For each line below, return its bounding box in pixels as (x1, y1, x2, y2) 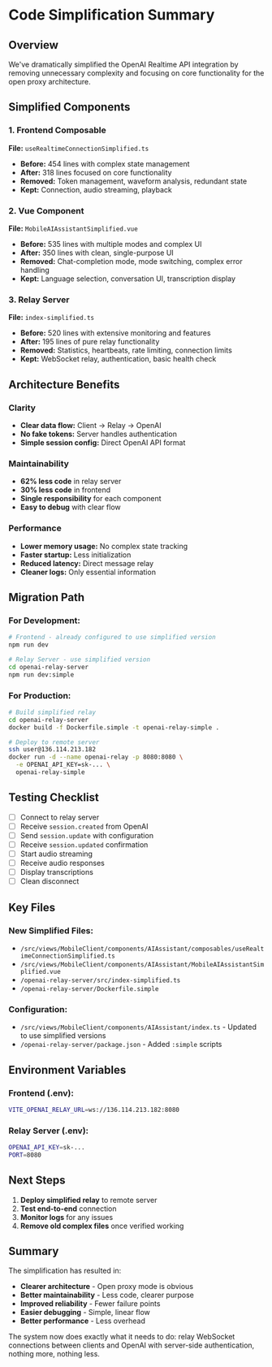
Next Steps (8, 1174, 66, 1187)
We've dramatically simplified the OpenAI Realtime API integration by (8, 59, 239, 69)
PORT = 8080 (8, 1151, 42, 1159)
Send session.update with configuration (19, 830, 154, 840)
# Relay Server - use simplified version (8, 655, 151, 664)
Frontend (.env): (8, 1087, 75, 1098)
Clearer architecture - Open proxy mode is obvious (19, 1282, 193, 1291)
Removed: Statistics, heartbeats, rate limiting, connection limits (19, 345, 233, 355)
